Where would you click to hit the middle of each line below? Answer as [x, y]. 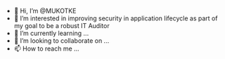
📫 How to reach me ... [46, 48]
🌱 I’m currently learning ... [51, 33]
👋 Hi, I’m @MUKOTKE [45, 11]
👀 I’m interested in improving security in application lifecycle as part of [116, 18]
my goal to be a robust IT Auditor [62, 26]
